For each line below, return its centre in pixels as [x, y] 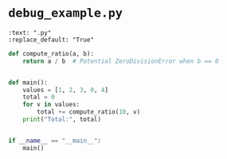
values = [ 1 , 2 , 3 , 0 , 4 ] [66, 90]
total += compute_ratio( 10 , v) [89, 112]
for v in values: [51, 105]
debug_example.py [66, 13]
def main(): [28, 82]
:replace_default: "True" [51, 40]
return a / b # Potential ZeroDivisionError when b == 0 [121, 61]
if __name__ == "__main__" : [55, 141]
